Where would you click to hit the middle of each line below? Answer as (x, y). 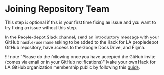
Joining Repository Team (57, 9)
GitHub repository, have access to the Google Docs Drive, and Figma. (75, 47)
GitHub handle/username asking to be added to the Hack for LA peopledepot (82, 42)
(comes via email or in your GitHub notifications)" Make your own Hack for (80, 62)
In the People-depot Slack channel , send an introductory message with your (82, 37)
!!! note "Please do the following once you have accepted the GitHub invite (80, 56)
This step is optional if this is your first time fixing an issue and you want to (81, 22)
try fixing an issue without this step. (41, 27)
